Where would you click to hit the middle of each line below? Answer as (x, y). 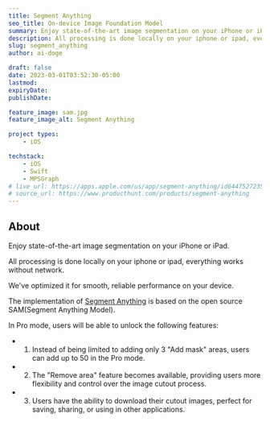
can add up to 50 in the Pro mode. (88, 358)
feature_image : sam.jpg (48, 112)
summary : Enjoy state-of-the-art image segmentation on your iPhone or (131, 31)
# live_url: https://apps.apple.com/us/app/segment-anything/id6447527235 (136, 186)
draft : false (30, 68)
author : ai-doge (35, 53)
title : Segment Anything (50, 16)
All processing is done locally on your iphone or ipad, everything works (126, 261)
